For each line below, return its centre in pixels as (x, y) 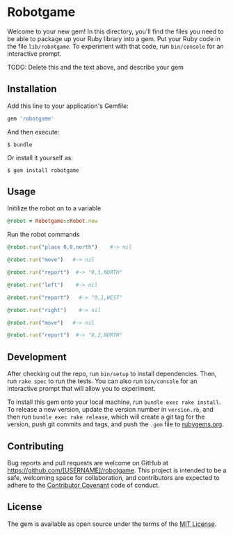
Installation (32, 89)
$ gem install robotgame (43, 170)
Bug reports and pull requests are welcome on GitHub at (88, 463)
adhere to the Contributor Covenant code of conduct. (83, 485)
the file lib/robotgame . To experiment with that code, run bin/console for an (115, 46)
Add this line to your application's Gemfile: (68, 106)
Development (37, 357)
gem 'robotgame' (31, 118)
